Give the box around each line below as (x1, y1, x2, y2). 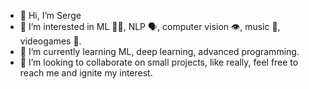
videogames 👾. (19, 35, 82, 47)
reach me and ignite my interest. (19, 67, 153, 79)
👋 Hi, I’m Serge (19, 10, 82, 21)
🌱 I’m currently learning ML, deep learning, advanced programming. (19, 46, 300, 57)
